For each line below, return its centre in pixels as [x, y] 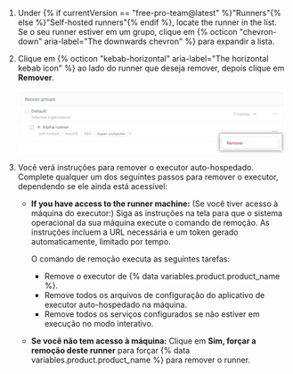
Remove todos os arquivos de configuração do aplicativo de [155, 295]
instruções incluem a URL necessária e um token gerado [134, 232]
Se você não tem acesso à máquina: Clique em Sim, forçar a [143, 341]
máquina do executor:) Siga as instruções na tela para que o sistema [157, 213]
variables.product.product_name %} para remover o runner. [141, 360]
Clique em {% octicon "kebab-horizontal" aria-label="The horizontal [143, 58]
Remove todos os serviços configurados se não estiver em [152, 314]
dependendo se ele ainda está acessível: [92, 187]
